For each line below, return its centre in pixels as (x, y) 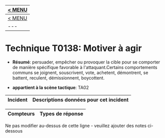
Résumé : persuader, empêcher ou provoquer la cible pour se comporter (86, 62)
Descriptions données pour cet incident (80, 100)
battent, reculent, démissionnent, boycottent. (58, 78)
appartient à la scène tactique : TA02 (50, 87)
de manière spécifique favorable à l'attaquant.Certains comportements (85, 67)
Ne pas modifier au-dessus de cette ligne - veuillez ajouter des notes (76, 126)
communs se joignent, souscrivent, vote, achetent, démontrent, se (80, 72)
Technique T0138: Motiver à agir (74, 48)
